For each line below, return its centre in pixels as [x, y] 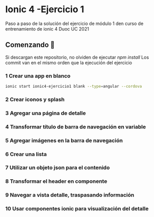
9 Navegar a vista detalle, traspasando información [70, 195]
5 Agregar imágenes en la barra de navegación [64, 140]
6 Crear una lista [26, 154]
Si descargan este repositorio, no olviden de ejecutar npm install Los [77, 57]
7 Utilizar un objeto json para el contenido [58, 168]
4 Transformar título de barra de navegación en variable [76, 127]
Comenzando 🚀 [30, 45]
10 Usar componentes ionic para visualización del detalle [77, 209]
